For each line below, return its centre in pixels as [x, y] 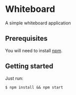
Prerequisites [26, 39]
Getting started [29, 66]
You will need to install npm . [34, 50]
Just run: [14, 78]
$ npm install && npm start [34, 87]
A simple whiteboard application [38, 23]
